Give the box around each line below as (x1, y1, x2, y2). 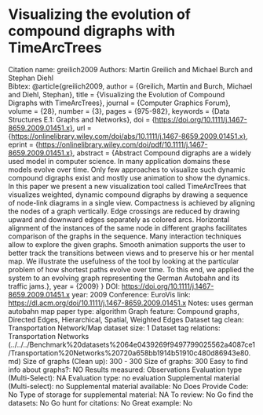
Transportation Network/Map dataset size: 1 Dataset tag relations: (8, 323, 221, 333)
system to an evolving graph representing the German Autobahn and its (8, 273, 239, 282)
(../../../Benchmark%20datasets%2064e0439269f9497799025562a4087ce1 (8, 340, 255, 349)
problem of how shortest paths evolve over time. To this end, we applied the (8, 264, 254, 274)
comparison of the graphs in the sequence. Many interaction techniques (8, 231, 242, 241)
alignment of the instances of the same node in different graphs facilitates (8, 223, 247, 232)
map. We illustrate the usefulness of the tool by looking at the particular (8, 257, 239, 266)
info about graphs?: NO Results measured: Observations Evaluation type (8, 365, 243, 374)
